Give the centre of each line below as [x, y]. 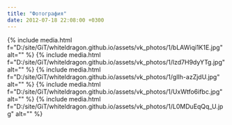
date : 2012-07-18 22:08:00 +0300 [56, 20]
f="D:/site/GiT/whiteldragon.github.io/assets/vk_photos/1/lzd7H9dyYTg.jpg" [116, 62]
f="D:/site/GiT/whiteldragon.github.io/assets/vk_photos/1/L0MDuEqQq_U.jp [115, 106]
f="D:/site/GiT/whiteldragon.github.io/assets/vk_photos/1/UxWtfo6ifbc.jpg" [115, 92]
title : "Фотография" [37, 14]
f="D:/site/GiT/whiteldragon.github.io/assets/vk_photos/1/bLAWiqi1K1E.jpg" [115, 47]
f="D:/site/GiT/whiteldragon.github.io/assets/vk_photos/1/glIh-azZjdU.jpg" [114, 76]
